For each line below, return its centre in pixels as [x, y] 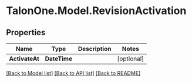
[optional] [131, 59]
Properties [26, 33]
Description [95, 49]
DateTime [58, 59]
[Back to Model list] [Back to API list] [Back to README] [73, 73]
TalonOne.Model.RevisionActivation [96, 11]
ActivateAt [24, 59]
